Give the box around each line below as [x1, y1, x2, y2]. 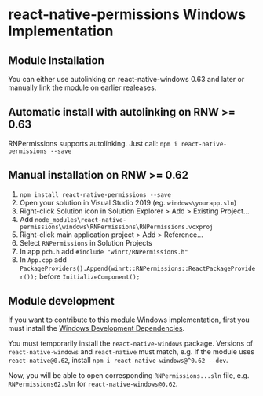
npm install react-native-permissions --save [19, 191, 171, 198]
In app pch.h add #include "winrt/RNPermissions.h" [19, 246, 188, 256]
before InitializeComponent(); [38, 272, 141, 281]
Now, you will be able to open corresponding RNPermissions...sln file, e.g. [8, 371, 250, 380]
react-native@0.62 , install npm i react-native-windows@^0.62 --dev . [8, 356, 229, 365]
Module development [8, 294, 115, 308]
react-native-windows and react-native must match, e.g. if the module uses [8, 347, 255, 357]
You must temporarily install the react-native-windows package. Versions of [8, 339, 254, 348]
